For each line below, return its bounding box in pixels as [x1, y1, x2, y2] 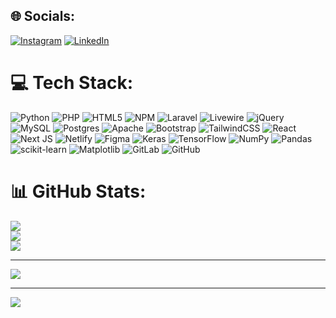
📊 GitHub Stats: [10, 180, 147, 203]
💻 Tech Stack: [10, 72, 134, 94]
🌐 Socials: [10, 8, 76, 25]
